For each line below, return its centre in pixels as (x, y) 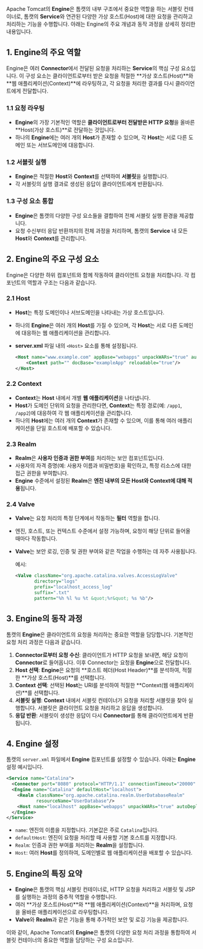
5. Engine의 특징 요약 (44, 874)
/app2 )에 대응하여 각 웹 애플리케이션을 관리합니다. (74, 413)
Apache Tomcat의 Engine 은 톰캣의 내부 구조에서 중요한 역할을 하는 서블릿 (94, 9)
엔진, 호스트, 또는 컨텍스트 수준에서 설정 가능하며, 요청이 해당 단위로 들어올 (103, 531)
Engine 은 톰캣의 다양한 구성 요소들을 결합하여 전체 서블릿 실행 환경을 (96, 215)
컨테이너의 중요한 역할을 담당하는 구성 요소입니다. (76, 940)
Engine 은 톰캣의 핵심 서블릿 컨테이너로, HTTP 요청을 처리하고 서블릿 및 (99, 889)
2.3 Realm (21, 444)
